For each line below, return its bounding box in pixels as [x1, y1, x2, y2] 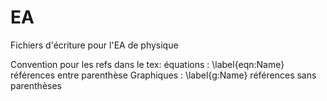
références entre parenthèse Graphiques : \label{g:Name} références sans [10, 69, 317, 81]
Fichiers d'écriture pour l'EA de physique [10, 39, 179, 51]
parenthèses [10, 79, 63, 91]
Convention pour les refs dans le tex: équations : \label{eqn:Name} [10, 58, 285, 70]
